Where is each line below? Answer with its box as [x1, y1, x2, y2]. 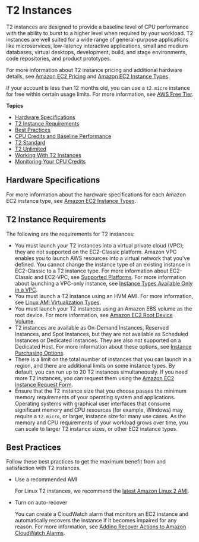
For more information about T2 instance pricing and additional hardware [6, 66, 182, 73]
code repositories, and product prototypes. [6, 55, 112, 62]
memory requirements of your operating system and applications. [14, 393, 176, 400]
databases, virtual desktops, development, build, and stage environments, [6, 48, 187, 55]
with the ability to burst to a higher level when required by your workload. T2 [6, 29, 194, 36]
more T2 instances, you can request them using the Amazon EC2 [14, 374, 175, 381]
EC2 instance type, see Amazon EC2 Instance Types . [6, 197, 137, 204]
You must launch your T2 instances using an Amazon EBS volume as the [14, 305, 192, 312]
